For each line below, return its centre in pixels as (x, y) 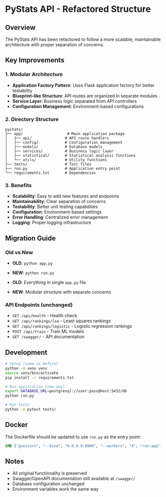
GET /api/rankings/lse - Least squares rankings (62, 321)
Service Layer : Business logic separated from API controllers (75, 101)
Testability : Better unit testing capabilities (55, 207)
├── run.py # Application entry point (63, 168)
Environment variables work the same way (55, 489)
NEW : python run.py (33, 273)
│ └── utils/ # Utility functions (56, 160)
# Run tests (17, 405)
